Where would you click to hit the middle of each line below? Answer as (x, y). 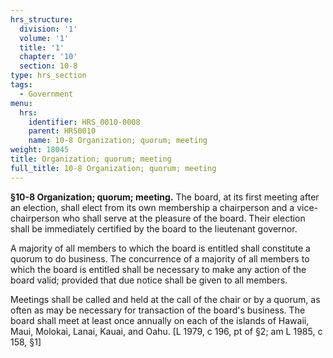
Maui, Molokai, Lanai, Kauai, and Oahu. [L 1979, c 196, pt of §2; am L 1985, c (166, 331)
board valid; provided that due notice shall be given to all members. (149, 280)
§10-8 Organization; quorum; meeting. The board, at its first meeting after (165, 197)
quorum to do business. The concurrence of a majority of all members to (160, 258)
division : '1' (48, 29)
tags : (21, 85)
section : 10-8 (48, 66)
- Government (46, 94)
